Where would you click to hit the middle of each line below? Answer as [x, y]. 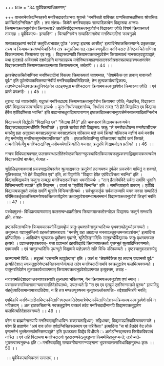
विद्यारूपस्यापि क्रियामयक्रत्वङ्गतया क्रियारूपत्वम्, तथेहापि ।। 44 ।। [59, 65]
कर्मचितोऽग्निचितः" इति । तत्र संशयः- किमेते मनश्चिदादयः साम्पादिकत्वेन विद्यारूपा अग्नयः [72, 23]
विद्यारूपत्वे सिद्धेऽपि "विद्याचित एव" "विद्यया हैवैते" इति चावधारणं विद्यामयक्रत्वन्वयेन [68, 122]
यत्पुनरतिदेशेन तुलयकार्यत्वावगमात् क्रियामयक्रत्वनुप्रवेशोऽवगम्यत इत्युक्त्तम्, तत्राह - [66, 270]
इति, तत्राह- [14, 217]
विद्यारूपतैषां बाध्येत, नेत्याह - [27, 159]
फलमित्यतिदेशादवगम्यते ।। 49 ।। [33, 311]
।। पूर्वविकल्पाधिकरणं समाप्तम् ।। [32, 358]
